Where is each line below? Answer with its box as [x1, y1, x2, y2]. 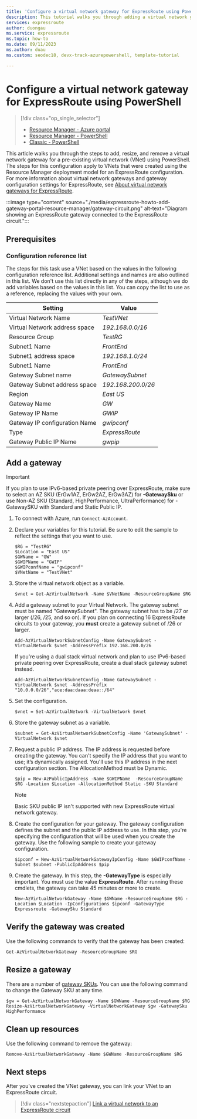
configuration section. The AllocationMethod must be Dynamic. [14, 765, 168, 772]
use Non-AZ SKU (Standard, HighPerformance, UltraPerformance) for [6, 497, 175, 505]
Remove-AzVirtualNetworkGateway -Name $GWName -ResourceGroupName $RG [6, 1051, 182, 1057]
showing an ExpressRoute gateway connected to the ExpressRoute [6, 211, 168, 218]
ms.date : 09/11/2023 [6, 42, 57, 48]
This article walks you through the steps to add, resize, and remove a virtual [6, 150, 189, 157]
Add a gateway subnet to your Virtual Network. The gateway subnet [14, 601, 179, 608]
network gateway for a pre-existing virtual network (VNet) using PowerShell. [6, 156, 191, 163]
